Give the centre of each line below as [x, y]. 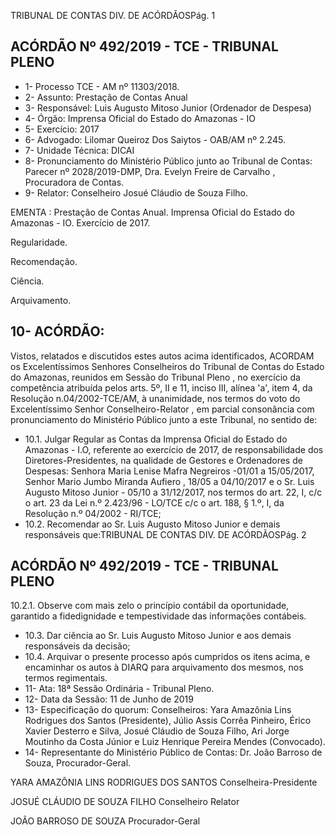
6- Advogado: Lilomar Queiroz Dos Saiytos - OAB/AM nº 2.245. [155, 139]
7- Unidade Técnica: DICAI [79, 150]
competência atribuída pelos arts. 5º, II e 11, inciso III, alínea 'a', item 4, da [161, 387]
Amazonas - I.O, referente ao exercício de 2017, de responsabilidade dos [174, 449]
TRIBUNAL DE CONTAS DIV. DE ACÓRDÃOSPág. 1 [113, 15]
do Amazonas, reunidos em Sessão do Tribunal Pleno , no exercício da [155, 377]
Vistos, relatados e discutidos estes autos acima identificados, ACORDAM [162, 356]
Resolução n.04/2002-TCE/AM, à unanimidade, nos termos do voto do [155, 398]
